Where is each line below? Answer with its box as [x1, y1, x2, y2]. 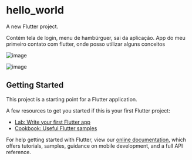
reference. [6, 148, 31, 155]
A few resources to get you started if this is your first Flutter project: [6, 107, 170, 114]
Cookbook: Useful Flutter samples [14, 124, 97, 132]
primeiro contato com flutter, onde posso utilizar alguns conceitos [6, 40, 166, 47]
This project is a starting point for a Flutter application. [6, 96, 137, 103]
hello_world [6, 4, 65, 17]
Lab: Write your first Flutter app [14, 118, 91, 125]
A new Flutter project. [6, 23, 59, 30]
